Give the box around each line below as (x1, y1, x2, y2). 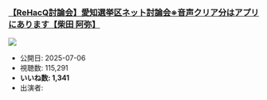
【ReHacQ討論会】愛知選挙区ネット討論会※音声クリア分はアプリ (8, 6, 259, 17)
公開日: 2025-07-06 (19, 53, 86, 63)
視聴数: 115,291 (19, 63, 69, 73)
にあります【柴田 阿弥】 (8, 18, 100, 29)
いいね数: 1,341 (19, 73, 70, 83)
